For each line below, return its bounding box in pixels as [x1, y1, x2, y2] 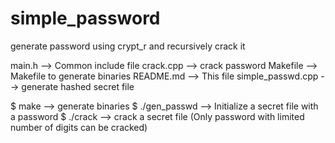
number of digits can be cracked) [10, 121, 148, 133]
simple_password [10, 7, 161, 30]
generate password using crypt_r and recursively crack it [10, 40, 246, 52]
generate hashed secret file [21, 80, 135, 92]
